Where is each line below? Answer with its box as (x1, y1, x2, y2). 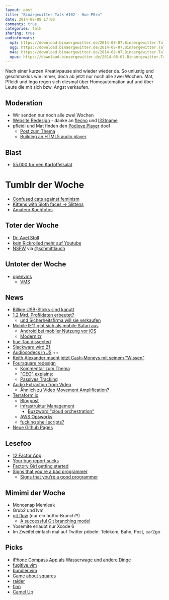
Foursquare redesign (12, 360, 56, 366)
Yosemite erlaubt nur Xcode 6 (12, 523, 74, 529)
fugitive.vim (12, 562, 37, 568)
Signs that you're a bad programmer (12, 468, 88, 474)
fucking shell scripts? (20, 419, 64, 425)
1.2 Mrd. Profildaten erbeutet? (12, 312, 74, 318)
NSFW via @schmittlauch (12, 245, 65, 251)
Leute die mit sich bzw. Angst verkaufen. (5, 84, 90, 90)
